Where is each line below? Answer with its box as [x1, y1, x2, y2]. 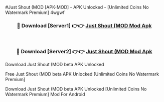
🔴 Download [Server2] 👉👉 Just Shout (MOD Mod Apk [16, 48, 152, 55]
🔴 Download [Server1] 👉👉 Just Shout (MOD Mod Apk [17, 22, 152, 29]
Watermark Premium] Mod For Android [5, 91, 85, 97]
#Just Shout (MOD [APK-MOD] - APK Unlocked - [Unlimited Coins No [5, 4, 149, 10]
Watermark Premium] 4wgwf [5, 9, 65, 15]
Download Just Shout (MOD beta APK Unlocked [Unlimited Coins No [5, 86, 147, 92]
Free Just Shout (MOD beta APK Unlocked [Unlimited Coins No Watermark [5, 71, 159, 77]
